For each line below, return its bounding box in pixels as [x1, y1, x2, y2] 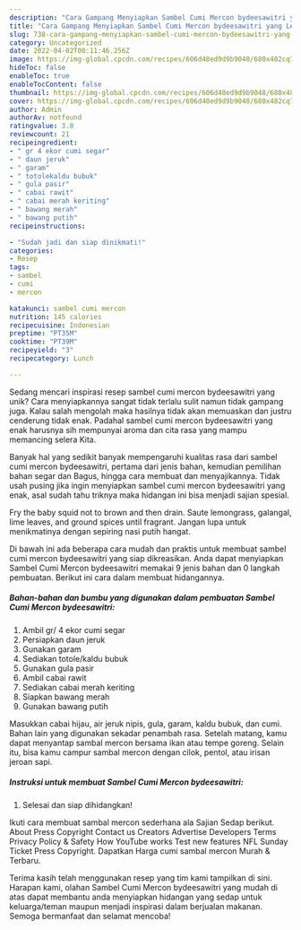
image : [9, 55, 34, 64]
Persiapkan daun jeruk [21, 634, 106, 645]
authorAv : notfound [9, 113, 82, 122]
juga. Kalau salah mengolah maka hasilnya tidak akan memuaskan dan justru [9, 405, 292, 416]
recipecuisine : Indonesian [9, 320, 110, 330]
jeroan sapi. [9, 756, 53, 767]
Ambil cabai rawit [21, 672, 87, 682]
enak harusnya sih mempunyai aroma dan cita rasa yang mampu [9, 424, 248, 435]
